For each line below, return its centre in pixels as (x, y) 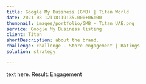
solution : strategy (31, 52)
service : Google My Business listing (54, 29)
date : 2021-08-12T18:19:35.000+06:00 (54, 18)
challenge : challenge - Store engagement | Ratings (73, 46)
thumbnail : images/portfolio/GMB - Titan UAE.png (71, 23)
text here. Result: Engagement (44, 74)
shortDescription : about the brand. (53, 40)
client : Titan (24, 35)
